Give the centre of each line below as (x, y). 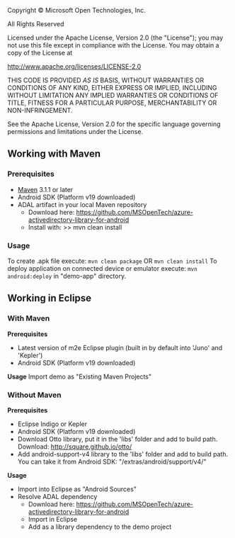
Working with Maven (54, 154)
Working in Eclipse (50, 298)
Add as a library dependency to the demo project (100, 527)
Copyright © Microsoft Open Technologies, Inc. (77, 10)
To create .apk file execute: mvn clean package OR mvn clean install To (112, 261)
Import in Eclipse (53, 519)
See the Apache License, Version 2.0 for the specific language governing (114, 124)
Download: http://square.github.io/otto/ (75, 447)
